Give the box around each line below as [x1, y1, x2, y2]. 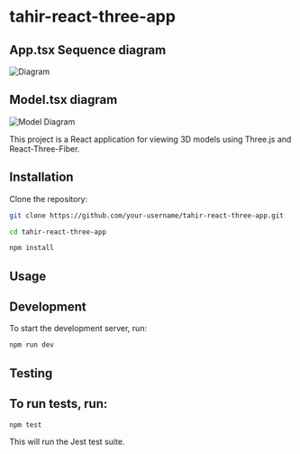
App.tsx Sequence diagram [9, 42, 167, 58]
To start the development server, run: [9, 323, 147, 334]
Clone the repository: [9, 193, 88, 204]
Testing [9, 366, 53, 381]
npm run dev [9, 340, 54, 349]
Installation [9, 170, 74, 185]
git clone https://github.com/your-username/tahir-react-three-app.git [9, 210, 284, 220]
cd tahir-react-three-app [9, 227, 106, 236]
